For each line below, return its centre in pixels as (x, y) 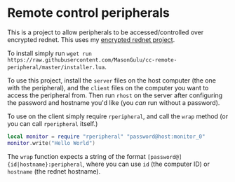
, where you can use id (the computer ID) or (146, 164)
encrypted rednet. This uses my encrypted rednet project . (91, 39)
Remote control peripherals (88, 13)
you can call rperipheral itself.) (53, 123)
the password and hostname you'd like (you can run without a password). (114, 102)
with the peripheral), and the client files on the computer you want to (108, 87)
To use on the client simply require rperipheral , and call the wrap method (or (118, 116)
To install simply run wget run (50, 53)
